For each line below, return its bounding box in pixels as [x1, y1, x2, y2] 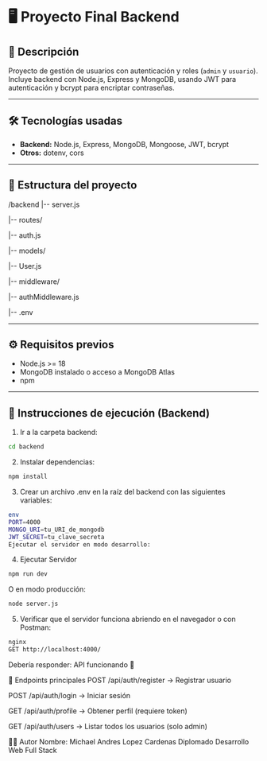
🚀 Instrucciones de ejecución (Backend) [8, 406, 211, 420]
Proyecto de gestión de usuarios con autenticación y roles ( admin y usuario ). [8, 66, 258, 76]
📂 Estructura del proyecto [8, 178, 137, 192]
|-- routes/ [8, 215, 43, 224]
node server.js [8, 600, 59, 608]
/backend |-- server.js [8, 200, 80, 209]
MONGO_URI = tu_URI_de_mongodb [8, 526, 105, 534]
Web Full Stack [8, 745, 57, 755]
